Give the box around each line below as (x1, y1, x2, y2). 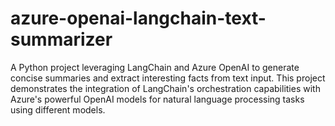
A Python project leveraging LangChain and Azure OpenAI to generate (10, 61, 300, 73)
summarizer (10, 28, 113, 51)
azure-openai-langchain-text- (10, 7, 267, 30)
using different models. (10, 103, 106, 116)
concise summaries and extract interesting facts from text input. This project (10, 72, 326, 84)
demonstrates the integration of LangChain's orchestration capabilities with (10, 82, 321, 94)
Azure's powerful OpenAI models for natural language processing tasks (10, 93, 305, 105)
